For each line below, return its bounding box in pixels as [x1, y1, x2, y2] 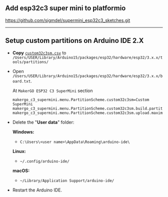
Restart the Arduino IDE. [12, 187, 62, 193]
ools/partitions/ [12, 59, 49, 64]
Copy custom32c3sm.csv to [12, 49, 66, 55]
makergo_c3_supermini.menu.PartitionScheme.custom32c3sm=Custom [12, 97, 149, 102]
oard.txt [12, 78, 31, 84]
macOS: [12, 167, 30, 173]
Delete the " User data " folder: [12, 119, 74, 125]
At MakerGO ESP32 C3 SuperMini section [12, 87, 93, 93]
